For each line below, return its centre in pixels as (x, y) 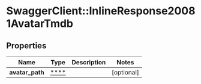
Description (89, 62)
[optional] (125, 72)
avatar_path (27, 72)
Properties (26, 46)
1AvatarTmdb (40, 24)
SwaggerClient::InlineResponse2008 (101, 11)
